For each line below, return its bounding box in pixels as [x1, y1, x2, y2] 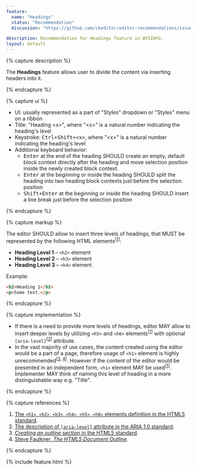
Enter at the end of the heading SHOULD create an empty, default [23, 153, 185, 159]
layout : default [6, 41, 46, 47]
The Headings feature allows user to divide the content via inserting [6, 69, 171, 75]
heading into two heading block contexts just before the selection [23, 177, 182, 184]
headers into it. [6, 75, 43, 82]
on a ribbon [14, 115, 43, 122]
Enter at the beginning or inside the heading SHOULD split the [23, 171, 176, 178]
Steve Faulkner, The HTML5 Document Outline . [14, 435, 129, 443]
